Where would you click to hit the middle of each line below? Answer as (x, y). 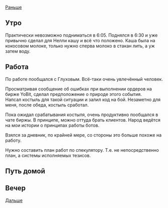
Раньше (14, 7)
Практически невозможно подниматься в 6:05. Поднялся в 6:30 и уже (81, 35)
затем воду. (18, 51)
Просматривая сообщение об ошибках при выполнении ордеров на (79, 89)
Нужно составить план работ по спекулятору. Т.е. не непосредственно (82, 150)
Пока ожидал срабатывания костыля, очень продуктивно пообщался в (82, 115)
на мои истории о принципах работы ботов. (52, 125)
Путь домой (25, 171)
